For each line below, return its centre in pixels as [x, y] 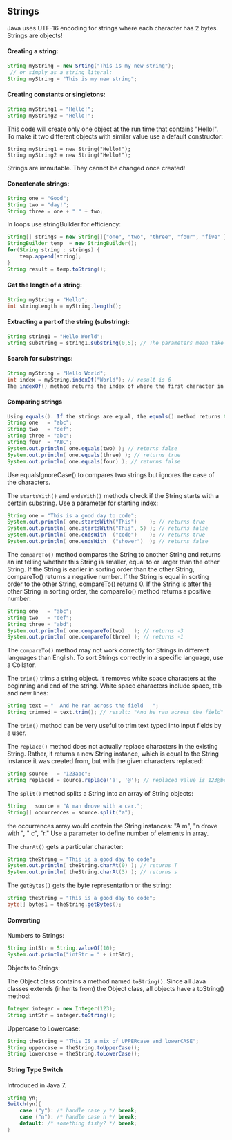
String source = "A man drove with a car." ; [75, 806]
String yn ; [23, 1098]
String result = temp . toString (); [57, 269]
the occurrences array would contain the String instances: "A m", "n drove [113, 826]
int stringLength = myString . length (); [65, 306]
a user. [17, 733]
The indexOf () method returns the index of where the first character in [116, 386]
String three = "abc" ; [40, 436]
